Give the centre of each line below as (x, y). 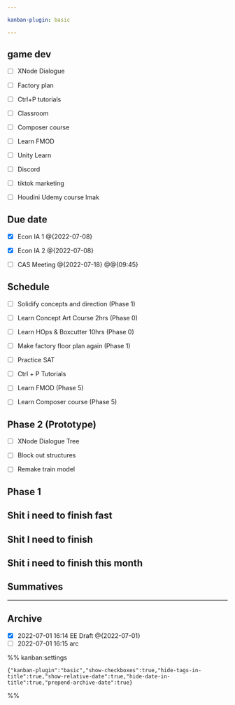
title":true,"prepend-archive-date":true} (70, 683)
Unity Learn (34, 155)
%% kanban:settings (37, 657)
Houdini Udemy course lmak (58, 197)
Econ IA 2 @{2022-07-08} (56, 250)
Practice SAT (36, 360)
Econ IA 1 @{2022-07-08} (55, 236)
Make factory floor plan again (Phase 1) (74, 346)
